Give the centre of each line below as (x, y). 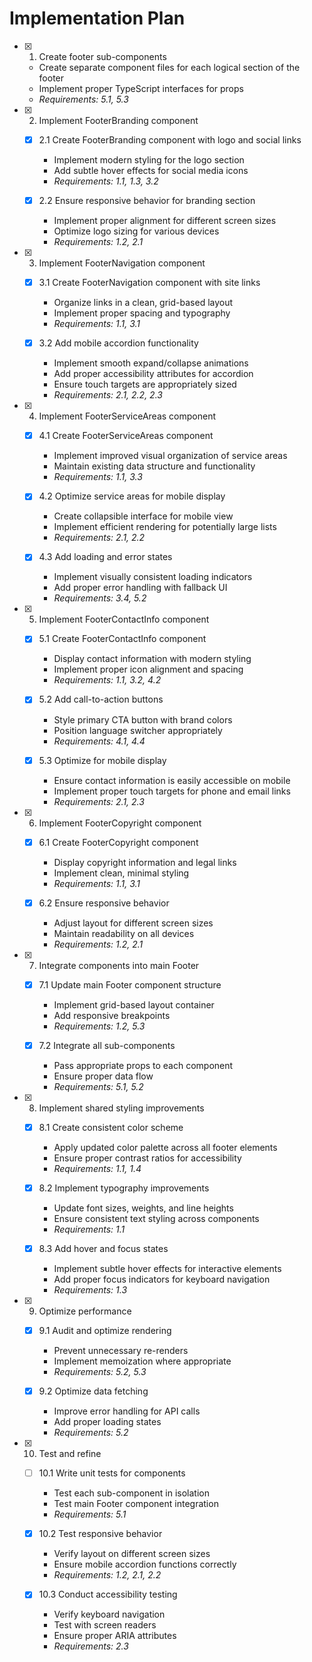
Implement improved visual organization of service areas (170, 456)
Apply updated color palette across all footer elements (165, 1147)
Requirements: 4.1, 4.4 (99, 741)
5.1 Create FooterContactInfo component (122, 639)
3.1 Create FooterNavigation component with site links (149, 283)
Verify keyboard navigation (109, 1614)
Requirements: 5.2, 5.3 (100, 1372)
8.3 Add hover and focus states (103, 1248)
